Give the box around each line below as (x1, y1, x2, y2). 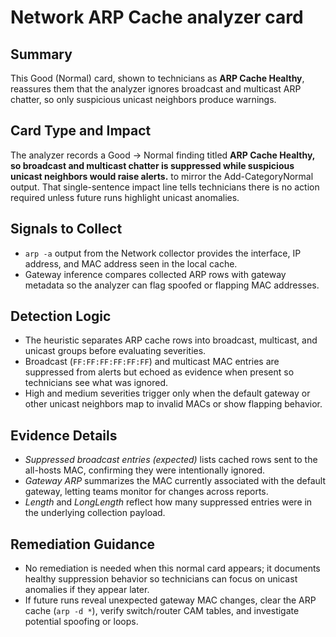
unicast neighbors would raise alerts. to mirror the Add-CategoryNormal (10, 170, 314, 182)
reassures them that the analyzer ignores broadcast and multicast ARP (10, 83, 302, 95)
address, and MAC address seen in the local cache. (24, 257, 238, 270)
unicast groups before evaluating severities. (24, 345, 207, 357)
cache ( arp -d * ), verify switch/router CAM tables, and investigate (24, 605, 300, 617)
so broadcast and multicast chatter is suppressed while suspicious (10, 159, 295, 171)
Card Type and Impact (10, 122, 152, 140)
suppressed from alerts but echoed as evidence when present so (24, 366, 295, 378)
